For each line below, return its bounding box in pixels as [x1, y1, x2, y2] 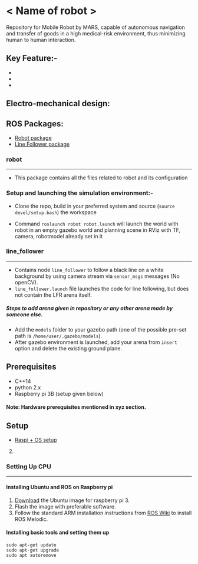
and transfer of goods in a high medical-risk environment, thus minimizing [6, 29, 186, 37]
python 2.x [14, 383, 41, 391]
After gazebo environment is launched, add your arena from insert [14, 338, 178, 346]
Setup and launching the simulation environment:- [6, 189, 153, 197]
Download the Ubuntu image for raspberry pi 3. [14, 497, 130, 504]
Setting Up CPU [6, 462, 51, 470]
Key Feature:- [6, 53, 58, 63]
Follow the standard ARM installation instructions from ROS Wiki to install [14, 509, 192, 516]
